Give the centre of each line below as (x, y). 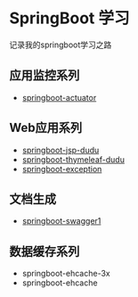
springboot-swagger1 (61, 221)
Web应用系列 (46, 128)
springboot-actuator (59, 97)
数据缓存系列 (45, 251)
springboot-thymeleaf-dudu (73, 159)
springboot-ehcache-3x (66, 274)
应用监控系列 (45, 75)
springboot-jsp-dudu (61, 150)
